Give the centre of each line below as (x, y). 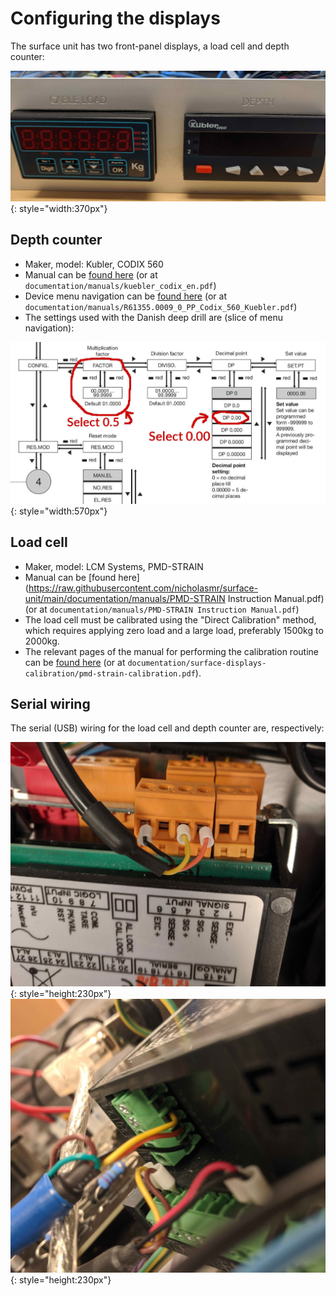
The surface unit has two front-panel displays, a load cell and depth (150, 46)
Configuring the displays (115, 18)
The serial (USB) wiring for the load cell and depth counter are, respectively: (167, 728)
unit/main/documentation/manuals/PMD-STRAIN (125, 598)
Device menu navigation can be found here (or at (125, 296)
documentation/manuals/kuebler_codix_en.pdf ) (120, 285)
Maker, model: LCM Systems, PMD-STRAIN (114, 566)
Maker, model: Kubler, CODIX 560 (94, 264)
